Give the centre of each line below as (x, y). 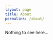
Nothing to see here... (27, 33)
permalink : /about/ (25, 19)
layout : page (18, 10)
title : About (18, 14)
